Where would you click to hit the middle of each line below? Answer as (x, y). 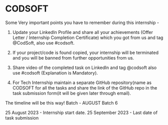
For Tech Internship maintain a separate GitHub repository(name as (82, 82)
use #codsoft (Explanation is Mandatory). (55, 72)
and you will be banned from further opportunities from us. (73, 57)
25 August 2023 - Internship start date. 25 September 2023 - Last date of (81, 112)
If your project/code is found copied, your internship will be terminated (86, 52)
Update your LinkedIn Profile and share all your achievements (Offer (82, 32)
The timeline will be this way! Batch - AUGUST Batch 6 (61, 102)
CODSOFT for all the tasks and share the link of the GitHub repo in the (85, 87)
